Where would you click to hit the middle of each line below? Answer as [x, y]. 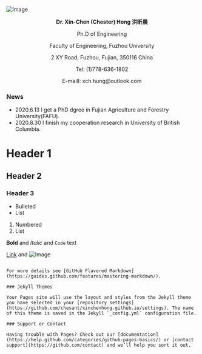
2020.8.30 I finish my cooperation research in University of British [97, 123]
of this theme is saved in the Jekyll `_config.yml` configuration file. [102, 313]
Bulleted [25, 207]
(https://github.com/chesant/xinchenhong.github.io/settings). [88, 308]
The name [183, 308]
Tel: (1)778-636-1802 [102, 69]
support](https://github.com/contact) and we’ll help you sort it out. [99, 346]
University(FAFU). [37, 116]
